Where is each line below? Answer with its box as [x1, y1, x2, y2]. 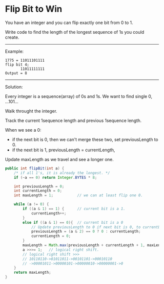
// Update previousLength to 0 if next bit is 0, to [31, 224, 141, 230]
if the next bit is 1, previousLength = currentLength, [12, 147, 116, 153]
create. [5, 34, 20, 40]
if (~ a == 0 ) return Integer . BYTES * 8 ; [14, 175, 97, 180]
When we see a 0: [5, 127, 41, 133]
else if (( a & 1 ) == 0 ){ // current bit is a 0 [22, 220, 123, 225]
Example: [5, 48, 24, 54]
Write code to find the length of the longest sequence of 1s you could [5, 29, 144, 35]
